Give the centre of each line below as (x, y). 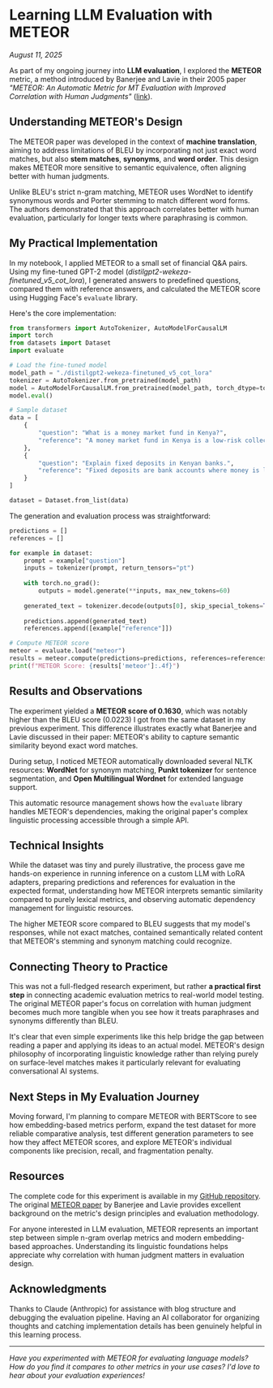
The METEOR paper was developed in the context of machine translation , (133, 141)
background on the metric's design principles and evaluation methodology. (134, 1213)
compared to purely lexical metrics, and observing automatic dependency (132, 900)
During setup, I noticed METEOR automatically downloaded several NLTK (131, 761)
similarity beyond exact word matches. (74, 745)
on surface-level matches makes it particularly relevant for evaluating (125, 1063)
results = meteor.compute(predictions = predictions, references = (120, 659)
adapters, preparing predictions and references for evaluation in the (122, 883)
